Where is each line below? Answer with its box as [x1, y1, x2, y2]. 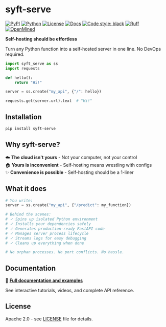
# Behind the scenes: [5, 212, 52, 217]
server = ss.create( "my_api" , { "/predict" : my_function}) [5, 203, 131, 208]
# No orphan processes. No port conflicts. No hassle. [5, 250, 125, 255]
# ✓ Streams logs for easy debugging [5, 235, 87, 241]
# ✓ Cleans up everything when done [5, 241, 84, 246]
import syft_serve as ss [5, 61, 58, 66]
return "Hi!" [14, 80, 42, 85]
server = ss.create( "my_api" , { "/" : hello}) [5, 89, 102, 94]
